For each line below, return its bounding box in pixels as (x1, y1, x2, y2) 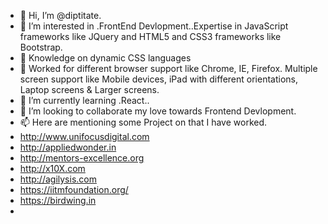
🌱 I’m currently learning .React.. (19, 95, 150, 106)
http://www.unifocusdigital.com (19, 131, 150, 142)
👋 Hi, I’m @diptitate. (19, 10, 102, 21)
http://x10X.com (19, 163, 86, 174)
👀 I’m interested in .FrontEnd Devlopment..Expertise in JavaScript (19, 20, 289, 32)
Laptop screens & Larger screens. (19, 84, 160, 95)
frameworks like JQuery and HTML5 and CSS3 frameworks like (19, 31, 282, 42)
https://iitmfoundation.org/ (19, 184, 129, 195)
